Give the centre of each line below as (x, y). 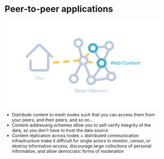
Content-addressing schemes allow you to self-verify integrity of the (81, 125)
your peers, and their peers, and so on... (52, 120)
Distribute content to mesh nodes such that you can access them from (83, 114)
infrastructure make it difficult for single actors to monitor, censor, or (81, 140)
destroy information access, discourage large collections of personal (82, 146)
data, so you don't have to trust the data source (60, 130)
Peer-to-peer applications (59, 9)
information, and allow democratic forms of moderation (68, 151)
